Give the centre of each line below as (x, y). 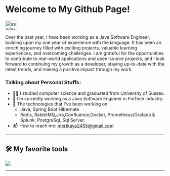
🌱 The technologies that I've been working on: (60, 104)
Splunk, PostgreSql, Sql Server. (53, 120)
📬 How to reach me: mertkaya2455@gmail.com (63, 126)
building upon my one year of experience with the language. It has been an (83, 42)
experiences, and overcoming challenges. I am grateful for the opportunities (84, 53)
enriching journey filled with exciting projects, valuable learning (71, 48)
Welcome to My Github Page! (68, 9)
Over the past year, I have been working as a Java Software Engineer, (78, 37)
